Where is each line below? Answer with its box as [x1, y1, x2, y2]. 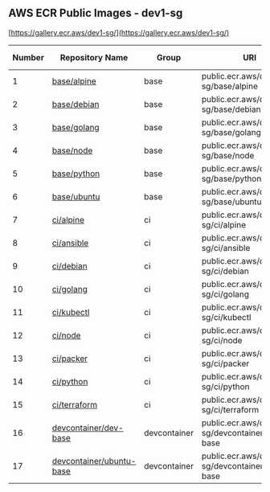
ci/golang [51, 283, 88, 294]
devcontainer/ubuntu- [51, 455, 137, 466]
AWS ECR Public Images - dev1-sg [8, 6, 183, 20]
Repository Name [59, 51, 129, 63]
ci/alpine [51, 214, 84, 225]
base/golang [51, 121, 100, 133]
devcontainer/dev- [51, 422, 124, 433]
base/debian [51, 98, 100, 109]
